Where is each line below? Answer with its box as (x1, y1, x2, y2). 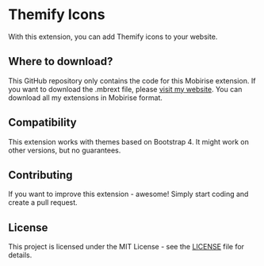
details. (8, 250, 33, 260)
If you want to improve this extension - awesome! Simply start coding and (8, 189, 249, 199)
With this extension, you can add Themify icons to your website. (8, 32, 218, 41)
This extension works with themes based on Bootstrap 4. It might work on (8, 137, 250, 146)
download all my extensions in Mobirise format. (8, 93, 163, 102)
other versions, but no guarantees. (8, 145, 121, 155)
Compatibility (8, 116, 77, 129)
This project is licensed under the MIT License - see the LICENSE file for (8, 242, 244, 252)
